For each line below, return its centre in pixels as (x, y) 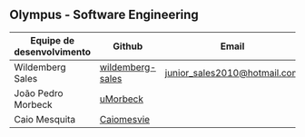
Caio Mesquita (45, 119)
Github (128, 46)
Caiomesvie (125, 119)
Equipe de (53, 40)
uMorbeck (121, 99)
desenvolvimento (52, 52)
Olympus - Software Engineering (104, 15)
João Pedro (39, 93)
